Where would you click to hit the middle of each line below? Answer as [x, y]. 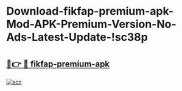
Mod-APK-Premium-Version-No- [91, 24]
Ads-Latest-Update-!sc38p [77, 37]
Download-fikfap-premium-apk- [90, 11]
